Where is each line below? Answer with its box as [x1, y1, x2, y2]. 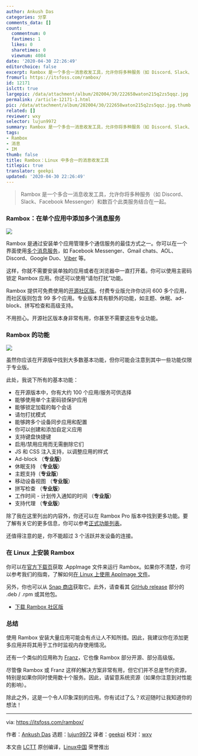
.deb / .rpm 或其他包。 [6, 590, 61, 597]
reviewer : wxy [6, 113, 41, 119]
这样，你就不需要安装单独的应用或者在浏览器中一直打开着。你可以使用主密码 [6, 267, 192, 274]
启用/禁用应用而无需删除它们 [14, 441, 84, 448]
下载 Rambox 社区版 [14, 603, 64, 610]
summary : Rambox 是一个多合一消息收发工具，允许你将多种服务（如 [6, 124, 150, 130]
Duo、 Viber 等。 [49, 255, 89, 262]
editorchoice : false [6, 63, 57, 70]
